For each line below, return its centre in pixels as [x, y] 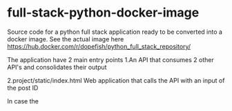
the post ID [23, 88]
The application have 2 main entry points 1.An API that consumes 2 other [110, 59]
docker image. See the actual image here [66, 39]
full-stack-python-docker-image [103, 13]
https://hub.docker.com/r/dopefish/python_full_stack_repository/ [99, 46]
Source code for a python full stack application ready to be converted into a [115, 32]
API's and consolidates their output [57, 67]
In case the [23, 101]
